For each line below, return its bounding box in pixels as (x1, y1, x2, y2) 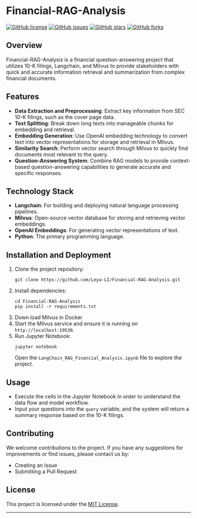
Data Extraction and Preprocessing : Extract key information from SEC (14, 107, 185, 114)
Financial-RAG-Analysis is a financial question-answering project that (6, 56, 174, 63)
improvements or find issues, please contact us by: (6, 450, 130, 457)
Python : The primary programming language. (14, 233, 125, 240)
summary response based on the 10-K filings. (14, 412, 125, 418)
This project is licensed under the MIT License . (6, 500, 120, 507)
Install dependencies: (14, 287, 67, 294)
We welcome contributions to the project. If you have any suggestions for (6, 444, 184, 451)
